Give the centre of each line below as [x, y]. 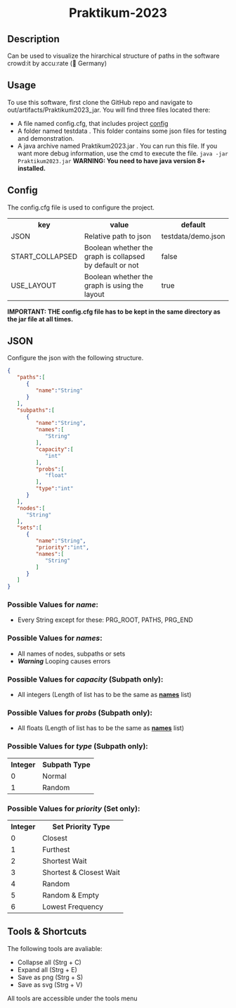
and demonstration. [46, 138]
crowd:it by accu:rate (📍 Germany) [57, 63]
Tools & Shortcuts [47, 932]
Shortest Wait [64, 861]
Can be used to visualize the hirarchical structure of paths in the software [113, 56]
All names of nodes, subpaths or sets [71, 653]
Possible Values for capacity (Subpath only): [85, 679]
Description [33, 39]
